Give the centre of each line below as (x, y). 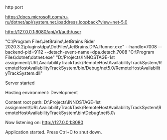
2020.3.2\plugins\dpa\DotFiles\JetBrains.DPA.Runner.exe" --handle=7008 (81, 47)
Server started (20, 83)
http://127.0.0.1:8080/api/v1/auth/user (43, 32)
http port (14, 7)
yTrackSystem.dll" (24, 73)
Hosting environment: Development (42, 92)
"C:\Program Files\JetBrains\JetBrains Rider (50, 41)
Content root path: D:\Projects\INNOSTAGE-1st (53, 102)
